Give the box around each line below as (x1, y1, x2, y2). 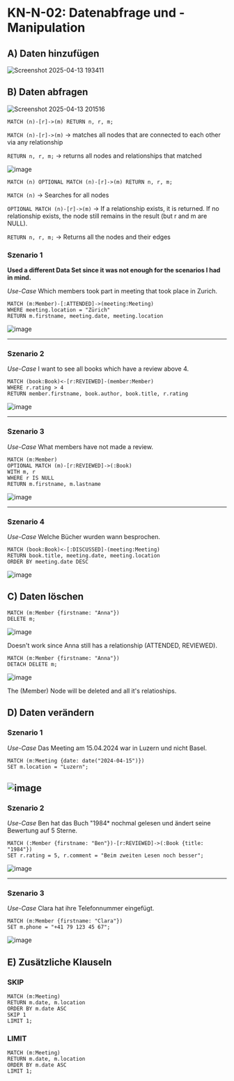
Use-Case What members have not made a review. (7, 442, 153, 451)
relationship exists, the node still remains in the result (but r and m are (7, 212, 208, 220)
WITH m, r (7, 468, 36, 476)
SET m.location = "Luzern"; (7, 763, 89, 770)
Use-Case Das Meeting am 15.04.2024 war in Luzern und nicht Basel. (7, 744, 208, 752)
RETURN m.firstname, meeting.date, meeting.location (7, 313, 164, 320)
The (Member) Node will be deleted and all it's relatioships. (7, 686, 177, 695)
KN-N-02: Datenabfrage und (7, 5, 176, 21)
